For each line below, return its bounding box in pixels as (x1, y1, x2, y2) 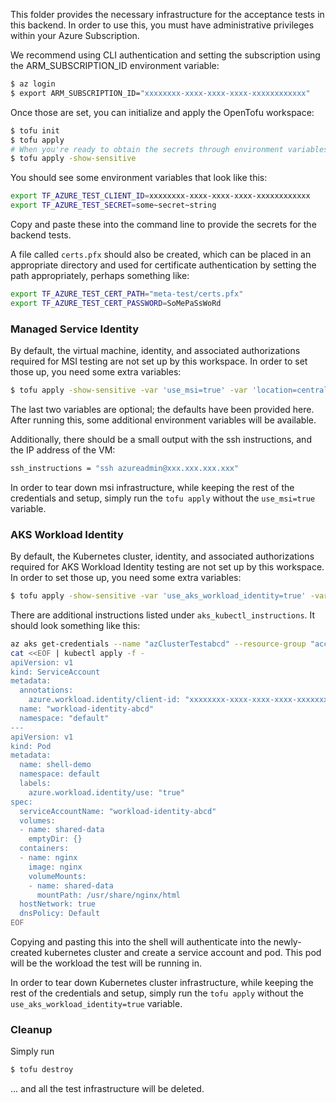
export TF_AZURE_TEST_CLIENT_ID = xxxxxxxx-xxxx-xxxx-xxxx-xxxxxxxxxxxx (10, 191, 311, 201)
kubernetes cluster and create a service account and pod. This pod (44, 947, 322, 959)
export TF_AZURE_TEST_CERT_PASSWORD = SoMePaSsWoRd (10, 298, 222, 308)
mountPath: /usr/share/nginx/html (36, 890, 182, 900)
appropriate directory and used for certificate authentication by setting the (10, 259, 317, 271)
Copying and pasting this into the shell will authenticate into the (10, 936, 272, 948)
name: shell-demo (19, 760, 92, 770)
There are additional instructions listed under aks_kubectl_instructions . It (10, 609, 316, 621)
